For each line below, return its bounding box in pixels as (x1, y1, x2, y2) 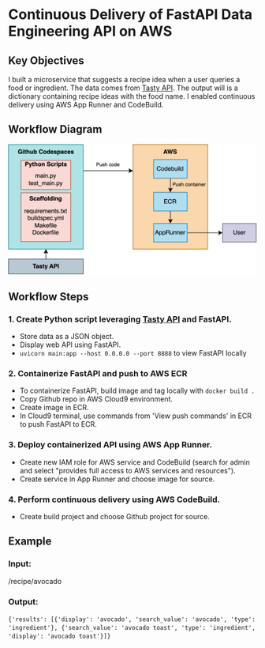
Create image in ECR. (19, 403, 89, 413)
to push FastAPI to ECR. (19, 420, 97, 429)
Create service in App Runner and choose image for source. (19, 474, 215, 484)
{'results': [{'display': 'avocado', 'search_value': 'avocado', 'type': (8, 615, 256, 624)
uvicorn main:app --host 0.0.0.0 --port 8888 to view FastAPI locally (19, 348, 247, 358)
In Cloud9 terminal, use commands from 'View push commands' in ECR (19, 411, 252, 420)
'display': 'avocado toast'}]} (8, 632, 111, 640)
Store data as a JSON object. (19, 332, 114, 341)
